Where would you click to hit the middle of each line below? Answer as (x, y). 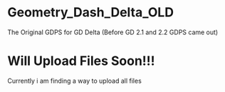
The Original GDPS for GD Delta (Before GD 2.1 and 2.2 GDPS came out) (113, 32)
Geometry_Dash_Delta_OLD (91, 12)
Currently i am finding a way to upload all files (75, 81)
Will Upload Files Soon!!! (81, 61)
